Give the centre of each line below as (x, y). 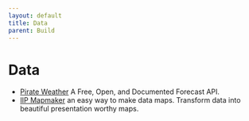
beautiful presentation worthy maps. (79, 109)
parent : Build (32, 30)
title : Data (28, 23)
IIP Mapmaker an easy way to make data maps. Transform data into (130, 100)
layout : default (35, 16)
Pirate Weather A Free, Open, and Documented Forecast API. (120, 92)
